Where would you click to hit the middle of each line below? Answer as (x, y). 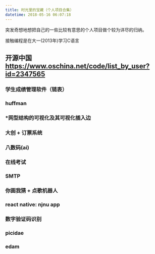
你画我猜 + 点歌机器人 (32, 191)
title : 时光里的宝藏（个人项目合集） (40, 10)
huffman (16, 103)
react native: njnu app (33, 204)
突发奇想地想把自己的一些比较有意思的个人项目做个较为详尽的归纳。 (76, 30)
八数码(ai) (17, 147)
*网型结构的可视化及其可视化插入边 (48, 118)
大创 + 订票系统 (24, 133)
